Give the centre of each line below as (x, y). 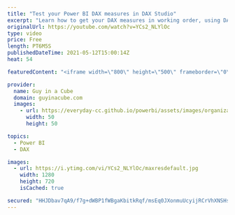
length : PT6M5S (29, 46)
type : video (24, 33)
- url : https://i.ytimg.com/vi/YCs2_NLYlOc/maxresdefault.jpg (106, 169)
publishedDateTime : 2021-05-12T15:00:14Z (69, 53)
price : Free (24, 40)
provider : (22, 85)
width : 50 (40, 117)
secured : (20, 200)
